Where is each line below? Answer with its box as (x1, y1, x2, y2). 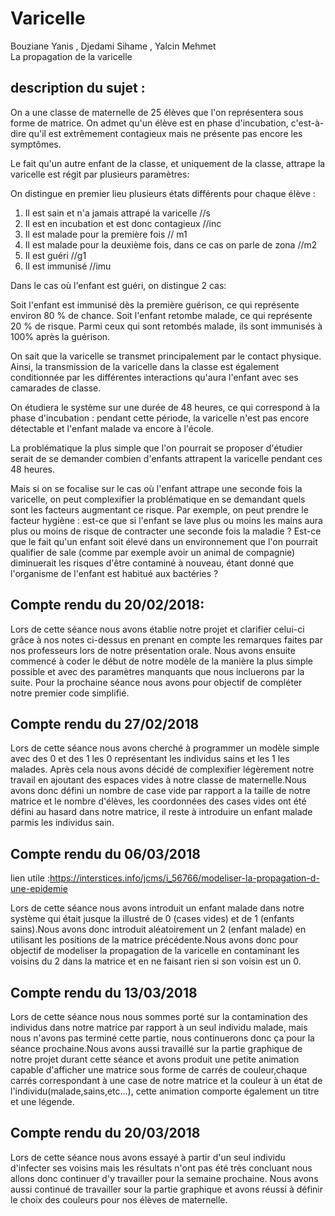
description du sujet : (10, 80, 146, 97)
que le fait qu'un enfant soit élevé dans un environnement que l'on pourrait (10, 535, 318, 547)
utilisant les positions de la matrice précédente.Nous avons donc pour (10, 934, 299, 946)
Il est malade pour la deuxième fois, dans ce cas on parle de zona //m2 (24, 238, 318, 251)
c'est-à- (290, 117, 325, 129)
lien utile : (10, 872, 50, 884)
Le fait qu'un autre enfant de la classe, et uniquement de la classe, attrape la (10, 157, 326, 169)
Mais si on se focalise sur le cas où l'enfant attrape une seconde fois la (10, 482, 303, 494)
